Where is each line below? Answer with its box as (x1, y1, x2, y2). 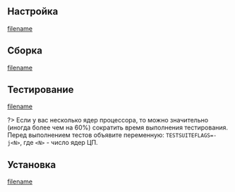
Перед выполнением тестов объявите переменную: (7, 131, 164, 139)
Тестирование (7, 84, 74, 96)
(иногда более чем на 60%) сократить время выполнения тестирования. (7, 123, 228, 132)
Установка (7, 158, 56, 171)
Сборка (7, 45, 42, 57)
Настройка (7, 6, 59, 18)
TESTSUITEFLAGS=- (165, 132, 217, 139)
